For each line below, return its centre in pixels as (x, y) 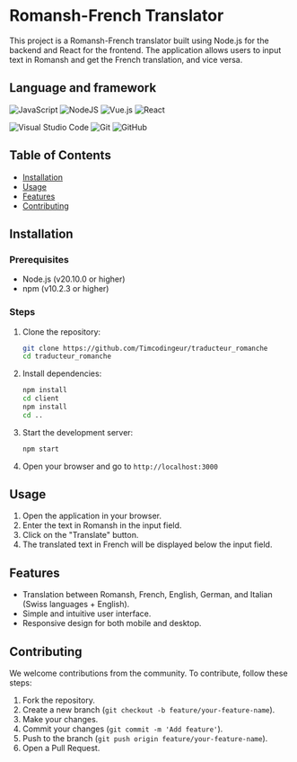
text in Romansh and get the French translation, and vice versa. (126, 59)
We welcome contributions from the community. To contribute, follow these (149, 673)
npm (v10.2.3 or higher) (66, 289)
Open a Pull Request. (61, 749)
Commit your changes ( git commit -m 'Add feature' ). (122, 729)
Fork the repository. (59, 700)
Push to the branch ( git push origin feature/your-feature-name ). (145, 739)
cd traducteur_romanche (67, 356)
